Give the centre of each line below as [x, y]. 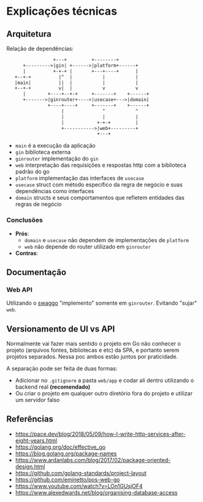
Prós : [22, 234]
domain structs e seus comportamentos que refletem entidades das [100, 198]
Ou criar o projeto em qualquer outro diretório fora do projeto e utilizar [104, 394]
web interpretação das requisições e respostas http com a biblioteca [101, 165]
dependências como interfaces [55, 191]
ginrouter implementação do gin [57, 159]
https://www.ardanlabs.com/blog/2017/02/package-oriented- [93, 460]
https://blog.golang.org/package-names [66, 453]
